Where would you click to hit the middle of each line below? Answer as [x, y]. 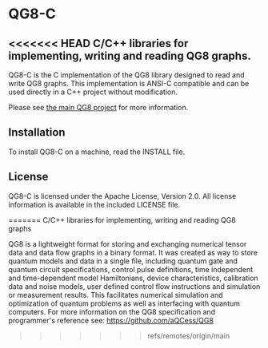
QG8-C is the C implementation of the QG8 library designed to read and [127, 75]
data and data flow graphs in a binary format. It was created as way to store [133, 252]
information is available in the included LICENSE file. [94, 204]
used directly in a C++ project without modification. [93, 92]
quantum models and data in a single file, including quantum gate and [123, 261]
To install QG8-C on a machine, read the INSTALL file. [97, 152]
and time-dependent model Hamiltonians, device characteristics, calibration [133, 278]
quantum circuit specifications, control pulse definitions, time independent [131, 269]
